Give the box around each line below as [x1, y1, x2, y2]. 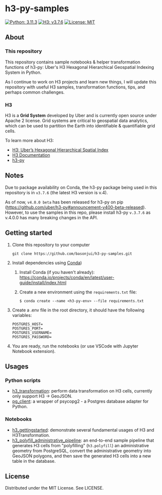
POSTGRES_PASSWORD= [12, 334, 52, 339]
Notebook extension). [12, 348, 56, 354]
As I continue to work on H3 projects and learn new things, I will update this [5, 79, 157, 84]
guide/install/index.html [19, 279, 67, 286]
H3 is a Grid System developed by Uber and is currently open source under [5, 112, 157, 118]
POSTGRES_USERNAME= [12, 330, 52, 335]
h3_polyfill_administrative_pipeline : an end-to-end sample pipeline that [12, 437, 154, 443]
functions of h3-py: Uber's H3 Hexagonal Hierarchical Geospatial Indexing [5, 64, 154, 70]
